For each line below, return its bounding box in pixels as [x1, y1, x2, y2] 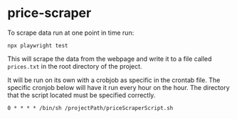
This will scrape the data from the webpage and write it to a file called [7, 55, 212, 63]
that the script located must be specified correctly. [7, 91, 156, 99]
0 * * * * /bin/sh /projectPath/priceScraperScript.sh [7, 104, 174, 111]
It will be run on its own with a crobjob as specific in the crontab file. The [7, 76, 221, 84]
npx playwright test [7, 42, 69, 49]
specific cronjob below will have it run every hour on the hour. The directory [7, 83, 230, 91]
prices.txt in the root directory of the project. [7, 62, 142, 70]
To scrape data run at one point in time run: [7, 28, 135, 37]
